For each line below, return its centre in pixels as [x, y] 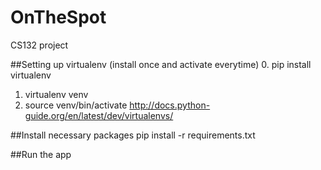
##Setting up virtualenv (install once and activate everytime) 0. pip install [161, 64]
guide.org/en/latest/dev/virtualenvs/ [99, 115]
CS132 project [39, 45]
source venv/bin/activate [76, 105]
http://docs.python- [170, 105]
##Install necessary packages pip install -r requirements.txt [133, 135]
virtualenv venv [56, 94]
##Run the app [41, 154]
